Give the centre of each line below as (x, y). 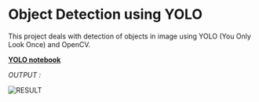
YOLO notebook (35, 60)
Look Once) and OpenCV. (49, 44)
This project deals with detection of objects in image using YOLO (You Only (129, 36)
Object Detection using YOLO (105, 15)
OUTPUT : (25, 75)
